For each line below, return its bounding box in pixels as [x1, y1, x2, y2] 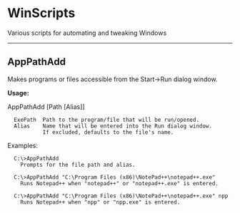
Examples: [7, 141, 38, 150]
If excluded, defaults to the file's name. [42, 128, 174, 136]
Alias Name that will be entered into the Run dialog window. [14, 123, 213, 130]
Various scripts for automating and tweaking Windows [7, 28, 167, 37]
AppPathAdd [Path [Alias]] [7, 102, 85, 111]
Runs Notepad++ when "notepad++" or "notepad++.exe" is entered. [20, 180, 219, 187]
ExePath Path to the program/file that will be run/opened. [14, 116, 200, 123]
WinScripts [7, 5, 76, 21]
